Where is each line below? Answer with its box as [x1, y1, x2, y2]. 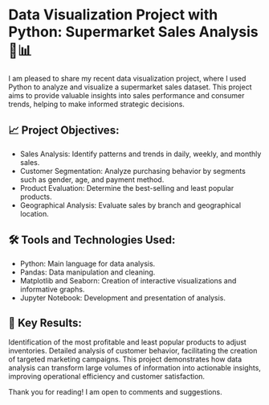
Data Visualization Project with [8, 6, 218, 24]
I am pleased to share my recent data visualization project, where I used [8, 73, 247, 83]
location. [19, 209, 50, 218]
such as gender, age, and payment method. [19, 175, 165, 184]
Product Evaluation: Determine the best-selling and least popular [19, 183, 234, 192]
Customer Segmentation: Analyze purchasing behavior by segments [19, 166, 247, 176]
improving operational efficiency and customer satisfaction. [8, 372, 206, 382]
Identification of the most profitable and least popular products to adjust [8, 337, 247, 347]
